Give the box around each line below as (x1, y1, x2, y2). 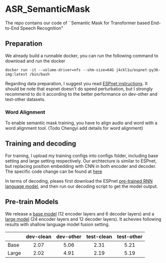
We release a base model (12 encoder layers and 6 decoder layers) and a (5, 210, 155, 216)
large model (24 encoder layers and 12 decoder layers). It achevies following (5, 216, 162, 222)
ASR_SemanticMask (5, 3, 90, 15)
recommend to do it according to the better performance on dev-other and (5, 91, 158, 97)
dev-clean (25, 233, 52, 240)
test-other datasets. (5, 96, 46, 102)
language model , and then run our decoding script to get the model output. (5, 183, 158, 189)
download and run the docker (5, 58, 65, 64)
